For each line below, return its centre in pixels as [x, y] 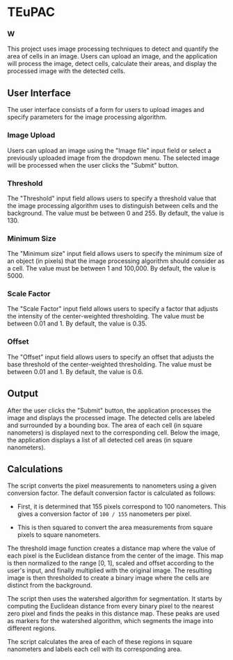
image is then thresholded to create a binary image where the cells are [109, 578]
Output [23, 394]
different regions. [32, 628]
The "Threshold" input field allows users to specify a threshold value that [112, 198]
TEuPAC [31, 12]
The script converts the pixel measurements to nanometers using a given [112, 486]
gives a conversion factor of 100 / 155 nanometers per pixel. [104, 514]
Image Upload [31, 135]
